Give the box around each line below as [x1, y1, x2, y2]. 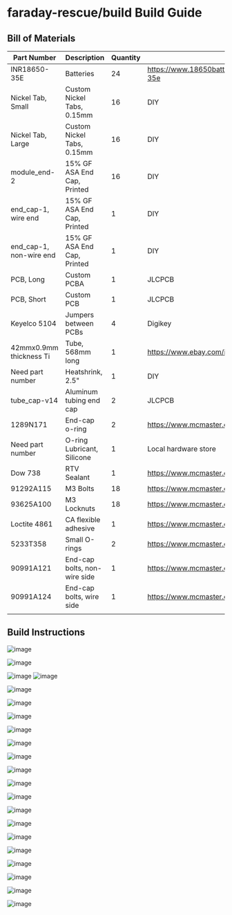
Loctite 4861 [10, 519, 53, 528]
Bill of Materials [7, 33, 76, 44]
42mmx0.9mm [10, 343, 59, 352]
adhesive [65, 524, 95, 533]
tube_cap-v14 [10, 396, 59, 405]
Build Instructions [7, 627, 86, 638]
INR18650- [10, 64, 50, 74]
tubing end [65, 396, 101, 405]
